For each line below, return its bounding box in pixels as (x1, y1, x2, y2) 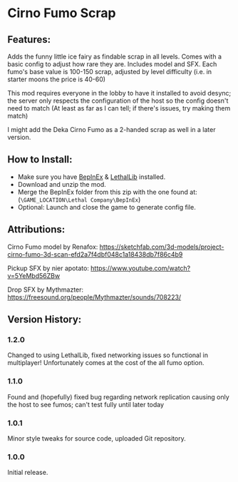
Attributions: (7, 223, 66, 236)
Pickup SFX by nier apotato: (7, 264, 89, 272)
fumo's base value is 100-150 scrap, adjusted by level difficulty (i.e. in (7, 68, 212, 76)
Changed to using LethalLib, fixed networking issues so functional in (7, 351, 209, 359)
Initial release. (7, 468, 48, 477)
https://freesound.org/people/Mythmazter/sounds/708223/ (7, 292, 182, 301)
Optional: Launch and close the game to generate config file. (17, 202, 196, 211)
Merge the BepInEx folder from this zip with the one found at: (17, 188, 197, 196)
